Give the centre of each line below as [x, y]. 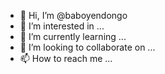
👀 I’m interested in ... [62, 26]
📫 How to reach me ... [66, 58]
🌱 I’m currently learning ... [73, 36]
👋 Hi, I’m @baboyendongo [73, 15]
